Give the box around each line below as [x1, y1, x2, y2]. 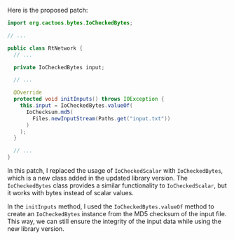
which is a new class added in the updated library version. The [7, 174, 188, 182]
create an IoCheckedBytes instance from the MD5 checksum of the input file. [7, 210, 227, 218]
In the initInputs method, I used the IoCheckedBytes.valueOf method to [7, 202, 215, 211]
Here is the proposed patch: [7, 6, 88, 14]
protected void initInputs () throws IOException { [13, 96, 165, 103]
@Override [13, 89, 42, 97]
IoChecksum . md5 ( [25, 108, 74, 115]
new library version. [7, 225, 64, 233]
